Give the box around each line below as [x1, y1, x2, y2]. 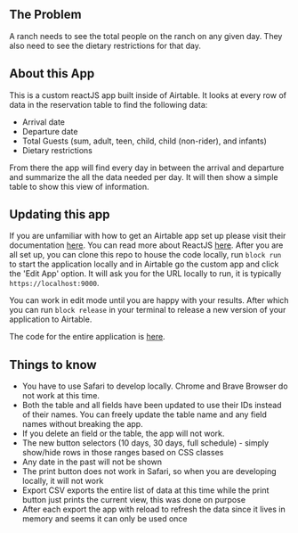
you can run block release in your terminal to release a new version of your [9, 305, 286, 316]
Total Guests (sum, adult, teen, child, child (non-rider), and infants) [21, 135, 267, 146]
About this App [9, 66, 95, 81]
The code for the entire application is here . [9, 332, 166, 342]
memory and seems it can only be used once [21, 513, 189, 524]
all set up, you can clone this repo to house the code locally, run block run [9, 250, 282, 260]
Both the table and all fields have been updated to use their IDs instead [21, 400, 282, 411]
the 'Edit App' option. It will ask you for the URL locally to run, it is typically [9, 268, 282, 279]
